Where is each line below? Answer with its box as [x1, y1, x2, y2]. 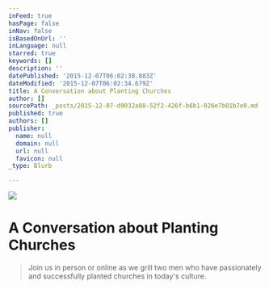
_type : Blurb [8, 162, 53, 170]
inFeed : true [8, 11, 53, 20]
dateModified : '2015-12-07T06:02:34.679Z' [8, 79, 153, 87]
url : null [15, 147, 48, 155]
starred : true [8, 49, 57, 57]
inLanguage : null [8, 42, 67, 50]
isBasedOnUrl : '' [8, 34, 67, 43]
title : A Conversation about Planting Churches [8, 86, 172, 95]
